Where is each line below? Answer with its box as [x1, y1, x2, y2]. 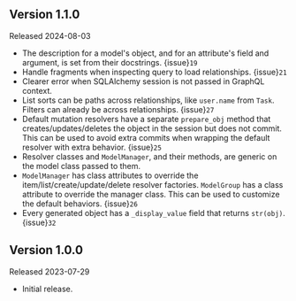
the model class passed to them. [21, 160, 141, 171]
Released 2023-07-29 [9, 266, 90, 277]
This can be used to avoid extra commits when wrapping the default [21, 132, 270, 143]
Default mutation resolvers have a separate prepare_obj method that [21, 113, 271, 124]
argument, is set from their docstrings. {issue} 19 [21, 57, 198, 67]
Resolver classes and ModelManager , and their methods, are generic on [21, 150, 277, 162]
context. [21, 85, 53, 96]
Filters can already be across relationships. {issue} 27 [21, 104, 215, 114]
